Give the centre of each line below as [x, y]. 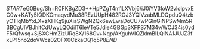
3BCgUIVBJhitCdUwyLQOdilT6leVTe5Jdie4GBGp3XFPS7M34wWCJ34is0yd [101, 27]
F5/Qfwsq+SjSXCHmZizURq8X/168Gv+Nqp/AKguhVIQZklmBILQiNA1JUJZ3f [99, 34]
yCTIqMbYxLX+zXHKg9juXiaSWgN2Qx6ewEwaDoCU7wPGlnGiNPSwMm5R [99, 21]
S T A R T [15, 9]
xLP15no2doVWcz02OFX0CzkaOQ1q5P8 [56, 40]
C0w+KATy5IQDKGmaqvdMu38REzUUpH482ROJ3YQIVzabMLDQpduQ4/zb [100, 15]
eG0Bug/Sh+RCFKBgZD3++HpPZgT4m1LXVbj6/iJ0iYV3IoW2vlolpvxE [108, 9]
